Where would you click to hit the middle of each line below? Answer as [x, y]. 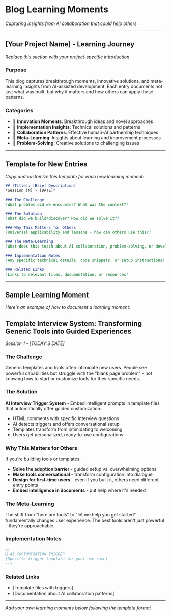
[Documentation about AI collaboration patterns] [63, 594]
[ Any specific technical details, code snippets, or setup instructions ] [85, 260]
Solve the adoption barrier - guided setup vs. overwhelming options [84, 469]
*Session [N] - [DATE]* [31, 191]
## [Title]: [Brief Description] [41, 186]
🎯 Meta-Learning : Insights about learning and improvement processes [87, 138]
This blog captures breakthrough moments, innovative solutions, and [77, 81]
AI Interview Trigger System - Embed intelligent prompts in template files [83, 403]
